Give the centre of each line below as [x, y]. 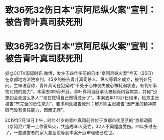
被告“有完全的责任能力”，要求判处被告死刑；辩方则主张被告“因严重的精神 [79, 104]
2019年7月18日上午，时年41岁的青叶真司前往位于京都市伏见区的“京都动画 [79, 120]
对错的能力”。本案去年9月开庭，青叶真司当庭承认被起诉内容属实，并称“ [81, 92]
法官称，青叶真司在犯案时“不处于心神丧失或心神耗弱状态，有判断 [87, 86]
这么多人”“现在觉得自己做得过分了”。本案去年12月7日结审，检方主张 [90, 98]
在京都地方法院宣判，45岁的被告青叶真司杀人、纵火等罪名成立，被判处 [76, 79]
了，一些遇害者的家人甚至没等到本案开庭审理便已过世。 [61, 133]
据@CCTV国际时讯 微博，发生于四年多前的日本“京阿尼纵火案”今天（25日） [80, 73]
